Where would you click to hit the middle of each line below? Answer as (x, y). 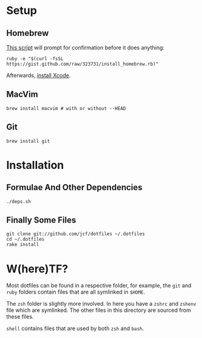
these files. (20, 317)
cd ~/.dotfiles (25, 240)
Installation (35, 165)
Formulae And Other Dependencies (74, 188)
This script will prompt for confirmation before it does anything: (86, 47)
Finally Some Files (41, 220)
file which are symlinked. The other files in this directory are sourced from (99, 310)
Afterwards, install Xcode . (39, 75)
